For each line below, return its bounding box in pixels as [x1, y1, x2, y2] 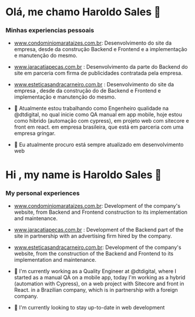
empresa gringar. [14, 130, 56, 137]
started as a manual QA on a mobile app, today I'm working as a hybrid [14, 274, 186, 281]
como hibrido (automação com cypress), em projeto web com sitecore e [14, 117, 189, 124]
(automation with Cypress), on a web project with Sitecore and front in [14, 280, 184, 287]
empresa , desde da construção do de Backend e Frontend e [14, 87, 161, 95]
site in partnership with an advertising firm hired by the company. [14, 232, 172, 240]
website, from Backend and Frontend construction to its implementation [14, 208, 188, 215]
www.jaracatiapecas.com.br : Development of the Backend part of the [14, 226, 184, 233]
